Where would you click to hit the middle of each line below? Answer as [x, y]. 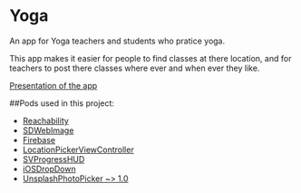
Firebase [39, 140]
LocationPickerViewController [78, 150]
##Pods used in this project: [62, 103]
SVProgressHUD [53, 159]
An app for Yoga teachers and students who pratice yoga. [117, 41]
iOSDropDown [49, 169]
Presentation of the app [53, 85]
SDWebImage [48, 130]
